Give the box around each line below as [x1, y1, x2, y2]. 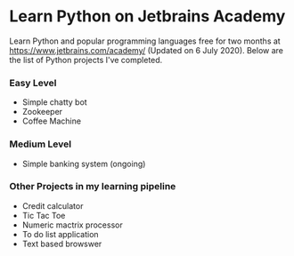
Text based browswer [21, 238, 102, 249]
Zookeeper [21, 107, 63, 117]
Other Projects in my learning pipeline [9, 180, 176, 193]
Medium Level [9, 138, 72, 150]
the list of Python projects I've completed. [9, 54, 163, 65]
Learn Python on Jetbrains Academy [9, 6, 286, 27]
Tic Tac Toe [21, 210, 66, 220]
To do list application [21, 228, 100, 239]
